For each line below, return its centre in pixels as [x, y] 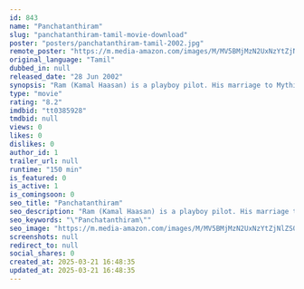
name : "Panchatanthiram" [56, 26]
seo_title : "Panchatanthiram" [66, 203]
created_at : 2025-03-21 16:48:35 [72, 262]
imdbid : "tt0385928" [48, 111]
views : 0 [26, 128]
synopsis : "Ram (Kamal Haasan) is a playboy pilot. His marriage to [141, 85]
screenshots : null [44, 236]
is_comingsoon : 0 [42, 195]
